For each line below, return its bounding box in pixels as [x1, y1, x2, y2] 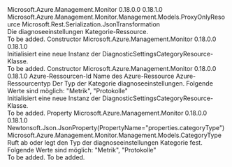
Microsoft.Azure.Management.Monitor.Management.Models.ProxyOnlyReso [7, 13, 226, 21]
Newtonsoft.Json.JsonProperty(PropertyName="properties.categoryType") [7, 124, 225, 132]
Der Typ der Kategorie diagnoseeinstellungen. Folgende [52, 79, 213, 88]
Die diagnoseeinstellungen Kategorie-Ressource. [7, 28, 149, 35]
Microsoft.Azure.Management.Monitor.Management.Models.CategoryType [7, 131, 222, 139]
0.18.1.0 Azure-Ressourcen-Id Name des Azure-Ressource [7, 72, 175, 80]
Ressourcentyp [7, 79, 51, 88]
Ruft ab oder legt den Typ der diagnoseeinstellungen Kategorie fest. [7, 138, 203, 147]
